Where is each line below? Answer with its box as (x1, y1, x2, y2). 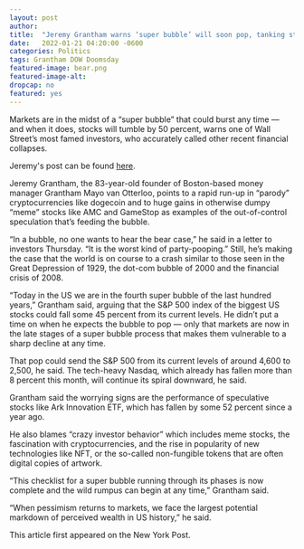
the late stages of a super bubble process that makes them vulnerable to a (9, 327, 287, 339)
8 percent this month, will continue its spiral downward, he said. (9, 374, 247, 385)
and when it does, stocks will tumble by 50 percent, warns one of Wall (9, 123, 271, 134)
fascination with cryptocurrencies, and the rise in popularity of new (9, 438, 261, 449)
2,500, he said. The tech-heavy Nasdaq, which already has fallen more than (9, 364, 292, 375)
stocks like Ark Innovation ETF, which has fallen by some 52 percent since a (9, 402, 292, 412)
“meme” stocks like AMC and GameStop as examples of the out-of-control (9, 206, 288, 217)
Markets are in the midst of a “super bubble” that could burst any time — (9, 114, 280, 125)
